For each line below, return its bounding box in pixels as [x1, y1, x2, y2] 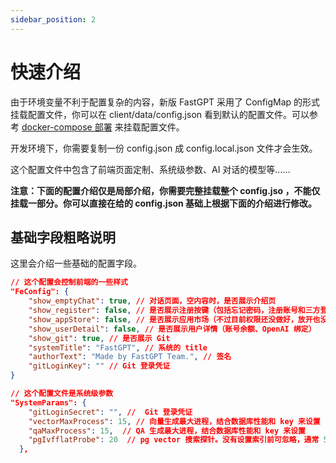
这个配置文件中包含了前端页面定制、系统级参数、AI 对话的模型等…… [10, 163, 291, 175]
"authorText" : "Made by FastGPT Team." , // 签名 [28, 352, 232, 362]
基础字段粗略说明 [10, 229, 116, 246]
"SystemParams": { [10, 397, 87, 408]
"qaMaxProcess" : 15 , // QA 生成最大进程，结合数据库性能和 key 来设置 [28, 426, 306, 436]
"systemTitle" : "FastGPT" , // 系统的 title [28, 342, 208, 353]
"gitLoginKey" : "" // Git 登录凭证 [28, 361, 171, 371]
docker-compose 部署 [21, 121, 113, 133]
